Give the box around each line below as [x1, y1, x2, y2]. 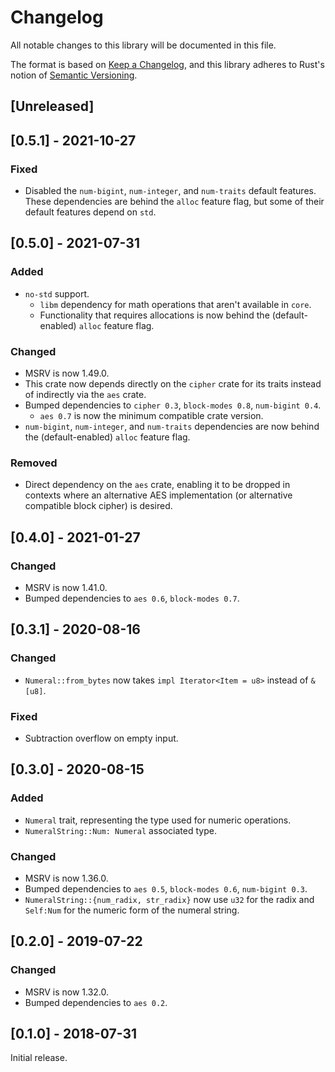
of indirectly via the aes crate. [24, 389, 147, 400]
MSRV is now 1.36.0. [24, 872, 109, 884]
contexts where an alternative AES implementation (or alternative [24, 489, 293, 501]
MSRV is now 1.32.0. [24, 986, 110, 998]
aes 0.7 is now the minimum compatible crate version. [39, 410, 264, 421]
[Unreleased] [10, 98, 95, 115]
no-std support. [24, 287, 90, 300]
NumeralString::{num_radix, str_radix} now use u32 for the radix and [24, 893, 315, 905]
